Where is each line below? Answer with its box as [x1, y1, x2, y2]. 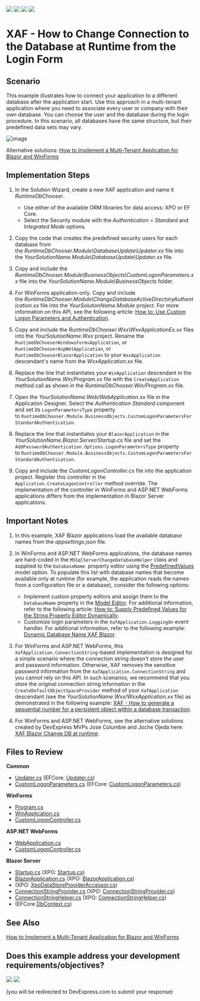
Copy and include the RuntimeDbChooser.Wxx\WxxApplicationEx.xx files [14, 326, 194, 333]
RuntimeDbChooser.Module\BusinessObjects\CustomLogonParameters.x [14, 271, 194, 278]
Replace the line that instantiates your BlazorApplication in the [14, 430, 170, 437]
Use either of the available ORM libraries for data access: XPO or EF [23, 204, 190, 211]
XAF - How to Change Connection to [6, 27, 189, 41]
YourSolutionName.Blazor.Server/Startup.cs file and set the [14, 436, 161, 444]
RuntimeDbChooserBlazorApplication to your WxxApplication [14, 351, 161, 358]
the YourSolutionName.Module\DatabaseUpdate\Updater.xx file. [14, 253, 173, 260]
